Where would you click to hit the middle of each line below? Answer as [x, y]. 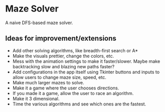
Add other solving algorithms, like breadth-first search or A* [75, 50]
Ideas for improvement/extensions [61, 38]
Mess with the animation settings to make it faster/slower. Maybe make [86, 61]
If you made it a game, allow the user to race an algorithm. [73, 93]
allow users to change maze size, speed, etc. [59, 77]
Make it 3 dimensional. [36, 98]
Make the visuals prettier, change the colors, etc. [63, 56]
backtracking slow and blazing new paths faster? [63, 66]
